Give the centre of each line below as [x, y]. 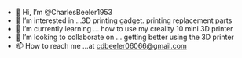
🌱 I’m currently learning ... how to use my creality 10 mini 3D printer [124, 29]
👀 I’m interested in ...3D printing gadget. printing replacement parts [124, 20]
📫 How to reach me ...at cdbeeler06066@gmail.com [101, 46]
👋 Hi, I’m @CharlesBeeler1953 [64, 12]
